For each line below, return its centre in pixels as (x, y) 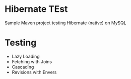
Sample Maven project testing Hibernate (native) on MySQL (65, 23)
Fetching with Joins (32, 61)
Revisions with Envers (34, 72)
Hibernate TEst (36, 9)
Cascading (23, 67)
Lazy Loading (26, 56)
